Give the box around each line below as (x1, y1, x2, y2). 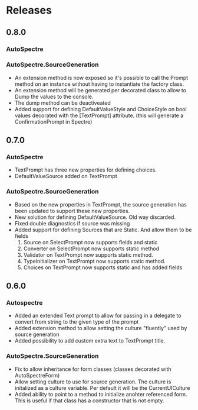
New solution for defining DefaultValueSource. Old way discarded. (14, 214, 176, 221)
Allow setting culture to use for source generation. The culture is (14, 378, 171, 385)
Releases (6, 4, 52, 17)
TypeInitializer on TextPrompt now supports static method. (23, 257, 166, 264)
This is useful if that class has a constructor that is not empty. (14, 397, 164, 404)
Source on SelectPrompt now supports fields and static (23, 238, 158, 246)
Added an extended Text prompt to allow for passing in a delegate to (14, 312, 181, 319)
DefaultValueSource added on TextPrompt (14, 173, 117, 180)
